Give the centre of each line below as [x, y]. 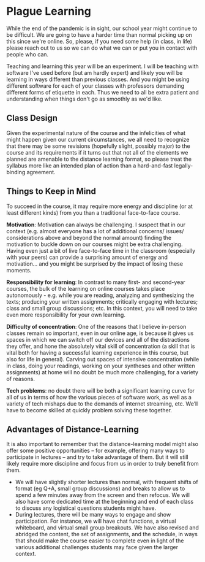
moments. [19, 270]
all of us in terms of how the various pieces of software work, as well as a [99, 397]
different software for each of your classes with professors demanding [95, 86]
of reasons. [21, 379]
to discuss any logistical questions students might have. [86, 508]
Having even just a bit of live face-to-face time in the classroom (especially [101, 250]
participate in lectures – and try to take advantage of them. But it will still [97, 457]
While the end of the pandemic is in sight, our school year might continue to [102, 28]
